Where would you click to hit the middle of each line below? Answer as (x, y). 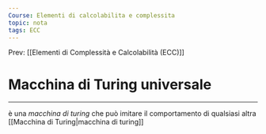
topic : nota (28, 23)
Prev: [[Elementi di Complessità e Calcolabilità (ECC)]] (96, 53)
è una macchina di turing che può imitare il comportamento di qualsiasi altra (132, 114)
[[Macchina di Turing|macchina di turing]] (76, 122)
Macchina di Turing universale (110, 84)
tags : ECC (25, 30)
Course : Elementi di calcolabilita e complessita (92, 15)
